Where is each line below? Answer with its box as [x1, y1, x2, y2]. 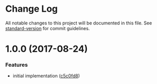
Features [5, 62, 28, 69]
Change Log [5, 3, 58, 15]
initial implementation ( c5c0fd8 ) [12, 73, 80, 79]
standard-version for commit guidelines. [5, 25, 90, 31]
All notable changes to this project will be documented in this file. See [5, 20, 152, 26]
